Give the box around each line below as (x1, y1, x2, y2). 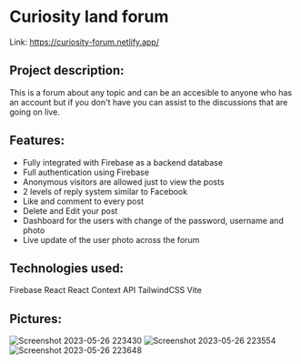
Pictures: (9, 311, 62, 327)
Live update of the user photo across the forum (22, 234, 200, 245)
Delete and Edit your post (22, 205, 118, 216)
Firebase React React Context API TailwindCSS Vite (9, 285, 202, 296)
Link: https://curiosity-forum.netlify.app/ (9, 36, 159, 47)
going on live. (9, 106, 61, 117)
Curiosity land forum (9, 6, 169, 27)
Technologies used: (9, 260, 125, 276)
